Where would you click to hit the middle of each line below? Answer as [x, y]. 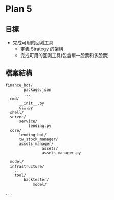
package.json [38, 90]
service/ [28, 121]
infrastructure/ [27, 166]
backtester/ [37, 180]
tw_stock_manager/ [38, 139]
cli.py [26, 108]
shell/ [17, 112]
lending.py [40, 126]
